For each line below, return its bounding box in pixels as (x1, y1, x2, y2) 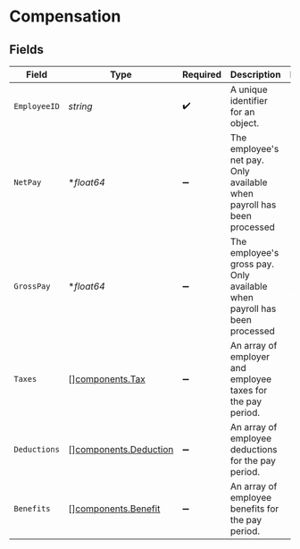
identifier (229, 95, 268, 106)
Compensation (9, 6, 121, 27)
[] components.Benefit (68, 503, 161, 515)
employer (229, 351, 271, 363)
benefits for (229, 503, 279, 515)
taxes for (229, 384, 268, 396)
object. (229, 117, 260, 129)
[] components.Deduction (68, 443, 174, 455)
